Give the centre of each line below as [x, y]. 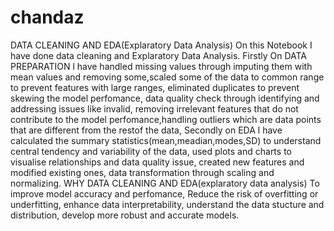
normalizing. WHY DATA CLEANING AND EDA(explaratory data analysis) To [165, 183]
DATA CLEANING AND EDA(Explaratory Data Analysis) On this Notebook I [161, 45]
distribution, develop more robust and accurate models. [125, 215]
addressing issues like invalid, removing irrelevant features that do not [154, 108]
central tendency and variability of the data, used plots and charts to [151, 151]
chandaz [47, 17]
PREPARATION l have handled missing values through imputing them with [161, 66]
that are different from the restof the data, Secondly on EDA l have [146, 130]
